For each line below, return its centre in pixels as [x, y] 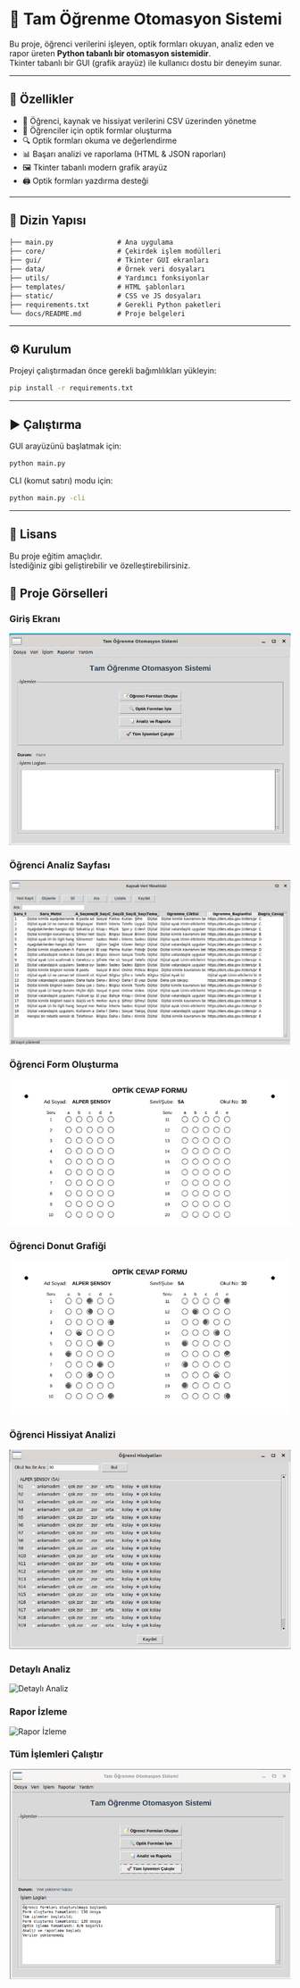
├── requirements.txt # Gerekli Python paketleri [115, 305]
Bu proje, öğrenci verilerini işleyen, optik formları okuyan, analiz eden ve [142, 44]
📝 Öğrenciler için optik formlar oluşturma [97, 130]
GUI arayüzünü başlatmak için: [66, 446]
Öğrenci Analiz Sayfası [60, 865]
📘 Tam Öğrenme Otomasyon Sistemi [146, 19]
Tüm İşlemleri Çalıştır [56, 1754]
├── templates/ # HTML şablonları [97, 287]
